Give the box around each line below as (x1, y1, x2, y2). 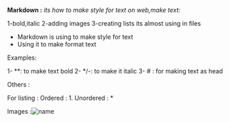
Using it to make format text (17, 40, 97, 48)
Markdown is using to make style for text (17, 33, 133, 41)
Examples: (7, 53, 37, 62)
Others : (7, 80, 30, 89)
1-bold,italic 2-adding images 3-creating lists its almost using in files (7, 19, 202, 27)
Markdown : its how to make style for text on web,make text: (7, 6, 181, 14)
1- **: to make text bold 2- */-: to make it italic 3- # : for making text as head (7, 67, 223, 75)
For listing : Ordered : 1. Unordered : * (7, 94, 114, 102)
